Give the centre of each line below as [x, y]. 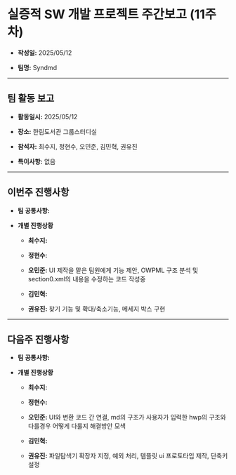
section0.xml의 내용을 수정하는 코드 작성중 [87, 279]
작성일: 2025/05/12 [45, 53]
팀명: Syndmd [37, 67]
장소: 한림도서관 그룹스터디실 [57, 131]
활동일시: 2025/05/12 [47, 116]
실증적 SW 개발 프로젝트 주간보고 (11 [106, 14]
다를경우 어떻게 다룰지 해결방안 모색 [77, 426]
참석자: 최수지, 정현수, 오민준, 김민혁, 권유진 [78, 146]
